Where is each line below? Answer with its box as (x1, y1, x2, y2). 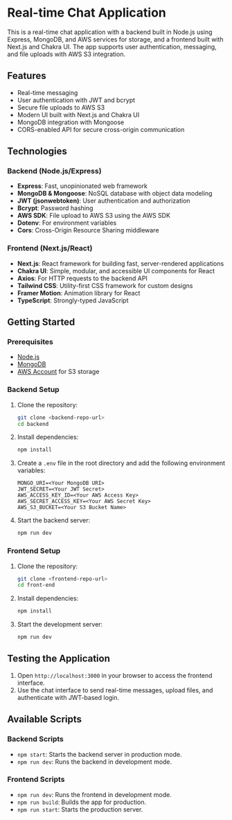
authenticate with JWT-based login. (17, 693, 120, 701)
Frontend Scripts (7, 775, 65, 785)
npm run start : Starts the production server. (17, 805, 143, 813)
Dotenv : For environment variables (17, 219, 117, 227)
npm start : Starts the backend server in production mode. (17, 750, 182, 758)
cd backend (17, 420, 49, 427)
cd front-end (17, 581, 55, 589)
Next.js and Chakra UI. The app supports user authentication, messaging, (7, 42, 217, 51)
